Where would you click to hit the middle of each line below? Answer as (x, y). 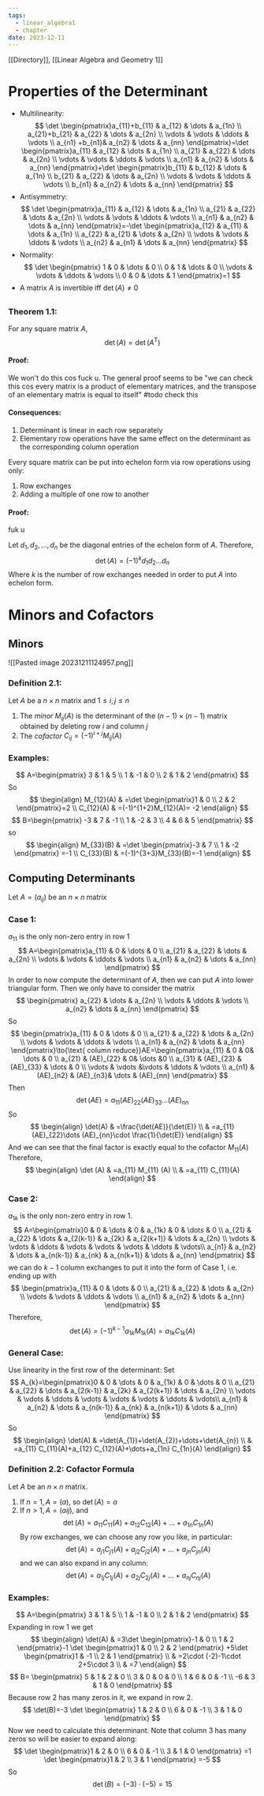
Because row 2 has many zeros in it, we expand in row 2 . (100, 1697)
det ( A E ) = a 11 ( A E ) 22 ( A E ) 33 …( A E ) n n (132, 1101)
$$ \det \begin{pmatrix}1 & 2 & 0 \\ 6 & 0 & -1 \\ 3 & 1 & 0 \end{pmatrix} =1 (132, 1751)
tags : (17, 15)
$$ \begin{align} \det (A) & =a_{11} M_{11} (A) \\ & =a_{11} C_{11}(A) (132, 1169)
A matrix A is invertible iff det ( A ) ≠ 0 (79, 288)
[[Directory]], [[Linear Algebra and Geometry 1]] (86, 60)
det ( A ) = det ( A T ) (132, 341)
